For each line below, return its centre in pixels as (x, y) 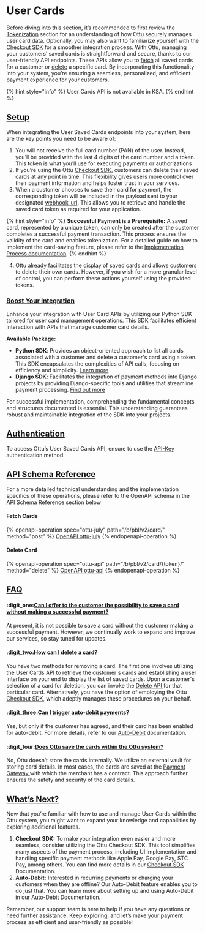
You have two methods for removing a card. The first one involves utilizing (100, 666)
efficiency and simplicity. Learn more (62, 370)
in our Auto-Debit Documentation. (58, 897)
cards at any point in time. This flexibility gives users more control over (104, 176)
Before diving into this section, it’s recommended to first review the (91, 28)
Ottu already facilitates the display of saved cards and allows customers (106, 265)
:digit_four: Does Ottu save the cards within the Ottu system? (85, 746)
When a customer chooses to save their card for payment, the (93, 189)
